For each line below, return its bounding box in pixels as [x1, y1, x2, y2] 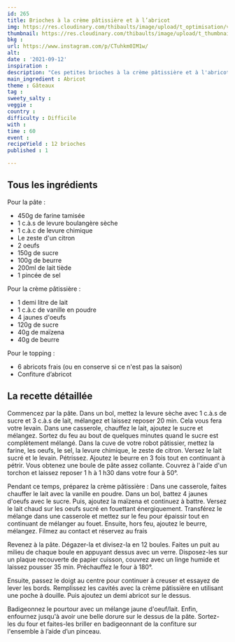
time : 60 [7, 128, 36, 135]
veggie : [7, 102, 33, 109]
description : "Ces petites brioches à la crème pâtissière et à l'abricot [7, 69, 230, 76]
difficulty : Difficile [7, 114, 77, 121]
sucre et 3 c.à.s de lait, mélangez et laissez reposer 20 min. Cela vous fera [7, 416, 222, 425]
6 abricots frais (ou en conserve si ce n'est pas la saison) [17, 362, 183, 371]
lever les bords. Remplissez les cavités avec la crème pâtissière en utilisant [7, 583, 224, 592]
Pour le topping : [7, 348, 55, 357]
